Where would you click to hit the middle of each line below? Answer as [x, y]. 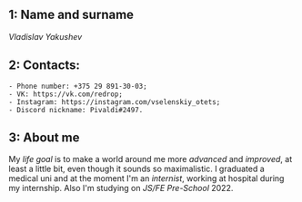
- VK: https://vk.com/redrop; [66, 94]
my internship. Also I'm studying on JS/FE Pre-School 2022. [121, 188]
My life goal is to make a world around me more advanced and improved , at [151, 159]
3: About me [44, 138]
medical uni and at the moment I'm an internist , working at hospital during [146, 178]
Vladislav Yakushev [45, 36]
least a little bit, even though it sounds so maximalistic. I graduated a [136, 169]
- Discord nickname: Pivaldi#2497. [76, 110]
